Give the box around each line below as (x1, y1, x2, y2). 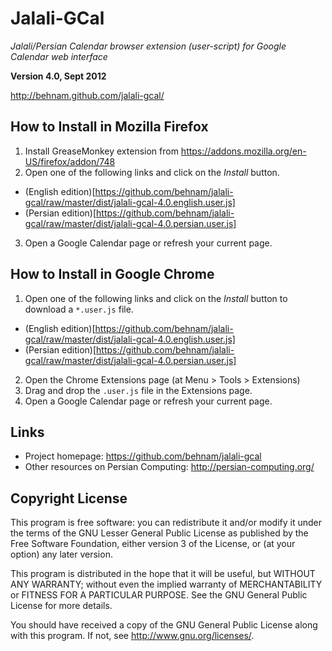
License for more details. (10, 600, 113, 612)
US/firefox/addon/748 (24, 155, 116, 167)
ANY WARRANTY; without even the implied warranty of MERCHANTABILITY (10, 578, 323, 591)
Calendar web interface (10, 50, 108, 62)
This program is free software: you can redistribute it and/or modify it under (10, 517, 322, 529)
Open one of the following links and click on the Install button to (24, 292, 288, 304)
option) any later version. (10, 548, 113, 561)
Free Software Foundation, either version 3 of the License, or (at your (10, 538, 296, 550)
